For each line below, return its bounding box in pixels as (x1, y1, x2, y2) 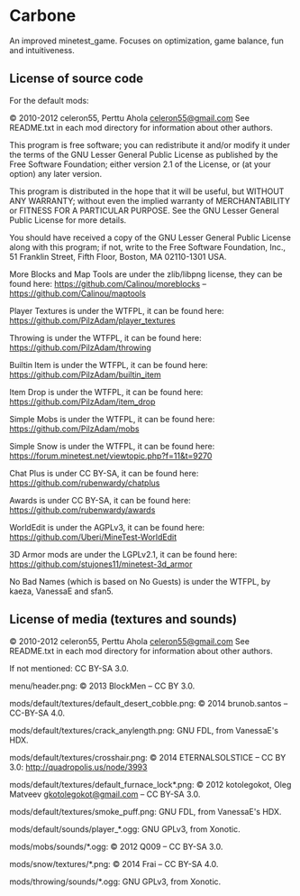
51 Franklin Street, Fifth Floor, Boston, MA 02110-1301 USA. (9, 251, 227, 262)
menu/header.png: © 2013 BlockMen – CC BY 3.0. (9, 680, 195, 691)
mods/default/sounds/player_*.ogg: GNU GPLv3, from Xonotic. (9, 823, 241, 835)
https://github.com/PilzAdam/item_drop (9, 396, 156, 407)
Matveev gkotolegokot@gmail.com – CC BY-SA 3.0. (9, 789, 201, 799)
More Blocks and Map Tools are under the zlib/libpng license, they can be (9, 268, 283, 280)
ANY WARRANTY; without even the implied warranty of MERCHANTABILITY (9, 195, 291, 206)
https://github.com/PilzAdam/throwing (9, 342, 151, 353)
